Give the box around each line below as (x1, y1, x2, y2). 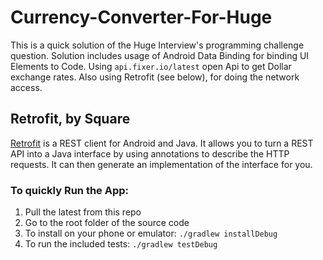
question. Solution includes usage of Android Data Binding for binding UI (10, 49, 310, 61)
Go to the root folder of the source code (24, 217, 190, 229)
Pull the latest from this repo (24, 206, 142, 218)
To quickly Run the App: (10, 183, 130, 197)
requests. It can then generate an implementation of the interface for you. (10, 158, 313, 170)
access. (10, 81, 43, 93)
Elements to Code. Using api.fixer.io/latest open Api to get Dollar (10, 60, 292, 72)
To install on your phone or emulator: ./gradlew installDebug (24, 227, 278, 240)
